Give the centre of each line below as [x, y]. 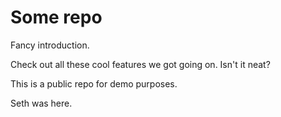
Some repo [56, 17]
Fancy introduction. [50, 45]
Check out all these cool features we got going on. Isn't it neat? [140, 64]
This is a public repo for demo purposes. [94, 83]
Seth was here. [41, 103]
